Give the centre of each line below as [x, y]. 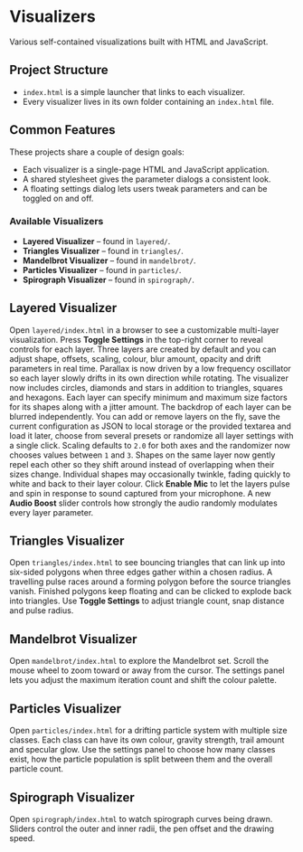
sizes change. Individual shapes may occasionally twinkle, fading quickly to [150, 474]
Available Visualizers [57, 222]
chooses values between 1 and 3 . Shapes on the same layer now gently [142, 455]
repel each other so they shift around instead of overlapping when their [142, 464]
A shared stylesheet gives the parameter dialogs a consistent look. [147, 179]
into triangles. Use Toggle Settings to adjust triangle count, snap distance [147, 601]
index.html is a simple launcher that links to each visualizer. [134, 91]
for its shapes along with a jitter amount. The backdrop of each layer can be [151, 407]
